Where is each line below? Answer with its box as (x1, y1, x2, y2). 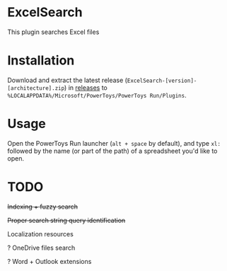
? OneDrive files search (7, 243, 76, 252)
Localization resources (7, 229, 74, 238)
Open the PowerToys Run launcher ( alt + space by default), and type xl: (7, 139, 221, 147)
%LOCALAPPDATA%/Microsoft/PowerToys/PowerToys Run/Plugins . (7, 91, 187, 99)
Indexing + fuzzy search (7, 202, 78, 211)
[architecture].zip (7, 84, 65, 92)
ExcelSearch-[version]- (127, 77, 197, 84)
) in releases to (64, 83, 107, 92)
